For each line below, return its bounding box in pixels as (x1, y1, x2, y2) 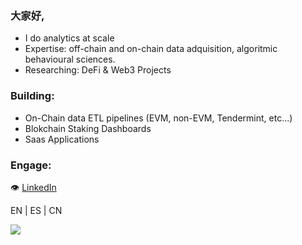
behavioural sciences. (24, 53, 116, 66)
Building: (10, 89, 55, 103)
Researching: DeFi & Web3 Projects (24, 64, 172, 76)
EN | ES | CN (10, 204, 63, 216)
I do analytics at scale (24, 32, 115, 44)
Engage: (10, 158, 52, 172)
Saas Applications (24, 133, 100, 145)
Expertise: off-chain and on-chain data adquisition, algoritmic (24, 43, 278, 55)
